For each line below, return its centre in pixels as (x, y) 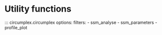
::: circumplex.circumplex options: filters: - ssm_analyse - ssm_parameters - (81, 22)
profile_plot (16, 27)
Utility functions (38, 9)
